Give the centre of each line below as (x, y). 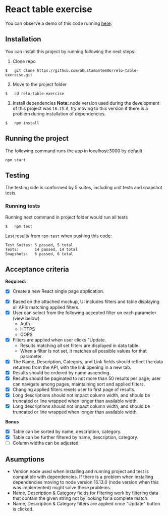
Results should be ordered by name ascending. (62, 372)
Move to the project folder (40, 84)
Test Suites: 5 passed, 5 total (39, 245)
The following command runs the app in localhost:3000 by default (74, 151)
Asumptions (25, 459)
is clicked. (23, 509)
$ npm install (22, 123)
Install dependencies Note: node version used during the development (86, 103)
